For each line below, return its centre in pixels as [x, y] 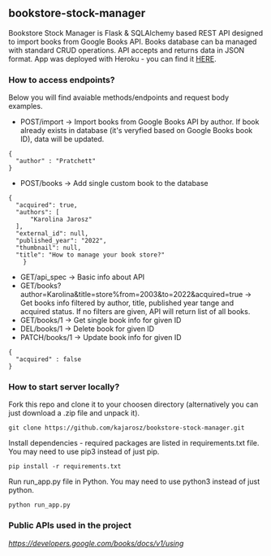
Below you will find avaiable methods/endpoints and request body [119, 97]
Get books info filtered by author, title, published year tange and [127, 303]
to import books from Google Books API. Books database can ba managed [133, 41]
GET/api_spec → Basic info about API [82, 277]
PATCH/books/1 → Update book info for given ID [101, 338]
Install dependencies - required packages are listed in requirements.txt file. [134, 443]
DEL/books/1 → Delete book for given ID [87, 329]
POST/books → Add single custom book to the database [114, 183]
